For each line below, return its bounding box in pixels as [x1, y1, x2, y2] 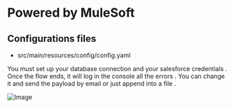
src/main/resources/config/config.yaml [17, 51, 131, 59]
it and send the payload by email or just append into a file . [7, 79, 177, 88]
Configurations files [7, 33, 97, 45]
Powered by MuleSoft [7, 5, 135, 21]
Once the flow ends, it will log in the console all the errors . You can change [7, 72, 226, 80]
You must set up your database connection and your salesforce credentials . [7, 65, 228, 72]
